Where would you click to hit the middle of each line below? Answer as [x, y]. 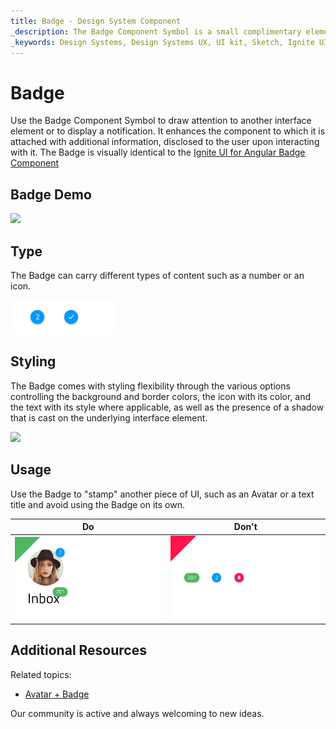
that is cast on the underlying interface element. [109, 417]
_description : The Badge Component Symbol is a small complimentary [156, 31]
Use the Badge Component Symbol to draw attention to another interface [161, 121]
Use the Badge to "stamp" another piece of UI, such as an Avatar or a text [162, 494]
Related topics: [41, 674]
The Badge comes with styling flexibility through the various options [150, 386]
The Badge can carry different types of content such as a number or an [157, 275]
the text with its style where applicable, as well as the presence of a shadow [167, 407]
